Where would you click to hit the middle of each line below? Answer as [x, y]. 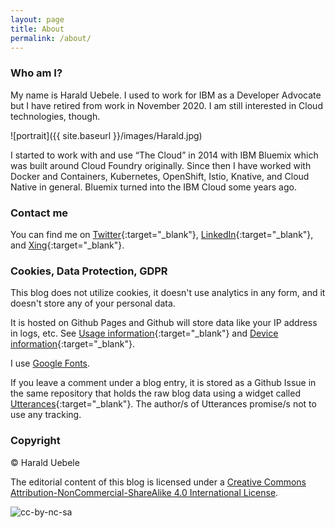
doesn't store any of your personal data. [93, 303]
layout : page [37, 19]
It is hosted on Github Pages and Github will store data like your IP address [164, 323]
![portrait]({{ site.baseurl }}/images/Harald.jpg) [106, 135]
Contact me [39, 213]
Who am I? [36, 73]
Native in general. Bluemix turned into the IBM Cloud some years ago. [153, 187]
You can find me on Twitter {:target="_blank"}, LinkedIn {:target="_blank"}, [162, 234]
